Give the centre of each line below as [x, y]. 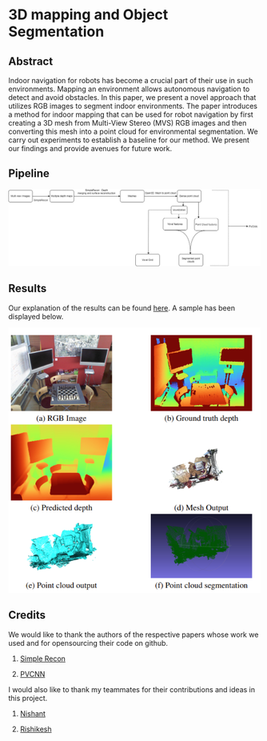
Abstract [31, 61]
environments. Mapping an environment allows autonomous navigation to [129, 89]
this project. [28, 698]
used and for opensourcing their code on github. [88, 643]
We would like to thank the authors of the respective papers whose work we [133, 635]
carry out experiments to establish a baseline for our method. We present [129, 140]
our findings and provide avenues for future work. [90, 148]
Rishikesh [36, 729]
